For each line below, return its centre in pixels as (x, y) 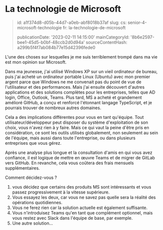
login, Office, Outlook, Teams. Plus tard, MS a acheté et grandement (74, 97)
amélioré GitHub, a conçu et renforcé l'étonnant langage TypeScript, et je (79, 102)
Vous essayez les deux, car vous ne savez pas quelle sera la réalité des (84, 197)
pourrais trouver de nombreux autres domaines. (53, 108)
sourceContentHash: (107, 42)
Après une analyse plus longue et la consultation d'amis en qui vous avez (79, 153)
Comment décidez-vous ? (31, 177)
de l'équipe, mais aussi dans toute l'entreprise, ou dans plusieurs (70, 138)
